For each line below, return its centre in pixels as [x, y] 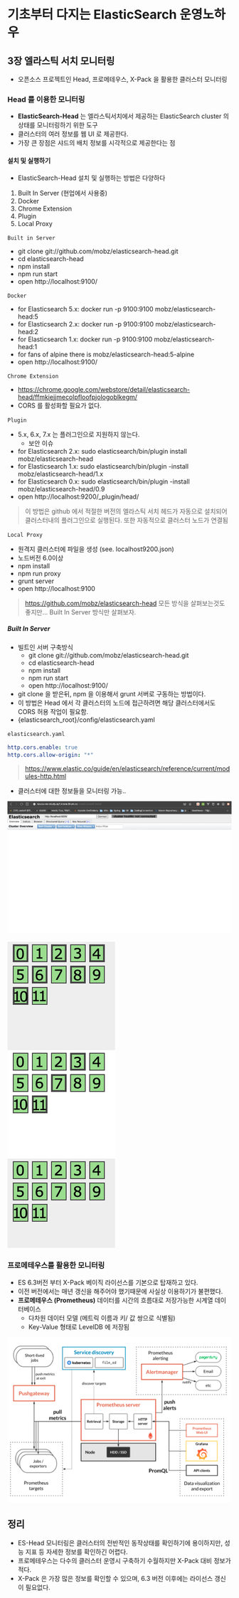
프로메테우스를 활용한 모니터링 [56, 1265]
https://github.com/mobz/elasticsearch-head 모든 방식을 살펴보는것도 [125, 603]
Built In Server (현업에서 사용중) [63, 193]
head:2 [28, 331]
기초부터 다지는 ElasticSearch [92, 15]
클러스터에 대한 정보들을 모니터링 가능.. [72, 791]
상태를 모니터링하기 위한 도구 [58, 125]
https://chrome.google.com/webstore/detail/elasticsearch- [104, 389]
